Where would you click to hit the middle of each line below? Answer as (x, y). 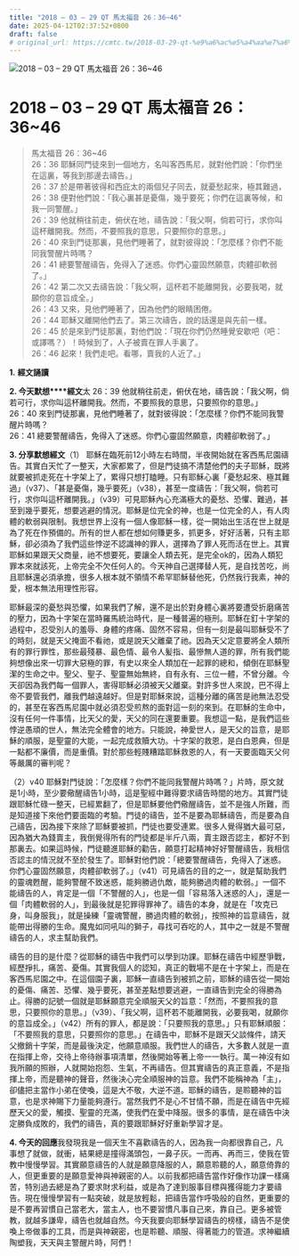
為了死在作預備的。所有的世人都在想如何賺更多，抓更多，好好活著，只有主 (145, 533)
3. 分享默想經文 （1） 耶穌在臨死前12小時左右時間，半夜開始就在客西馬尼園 (145, 455)
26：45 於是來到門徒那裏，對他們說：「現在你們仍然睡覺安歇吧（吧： (157, 331)
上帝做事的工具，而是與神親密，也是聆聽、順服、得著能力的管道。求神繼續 (153, 1232)
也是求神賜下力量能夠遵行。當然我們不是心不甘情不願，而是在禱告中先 (153, 1101)
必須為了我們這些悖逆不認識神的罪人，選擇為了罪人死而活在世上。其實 (161, 544)
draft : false (33, 34)
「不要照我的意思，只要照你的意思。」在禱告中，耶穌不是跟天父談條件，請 (144, 1034)
